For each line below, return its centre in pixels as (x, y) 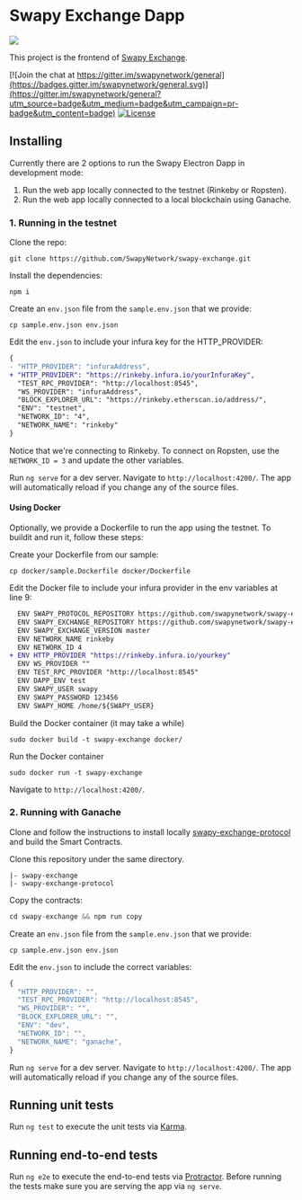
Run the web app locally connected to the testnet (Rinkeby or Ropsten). (155, 190)
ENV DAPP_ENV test (52, 680)
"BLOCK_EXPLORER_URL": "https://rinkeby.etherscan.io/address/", (142, 400)
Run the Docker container (57, 756)
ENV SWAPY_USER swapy (58, 689)
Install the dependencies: (56, 276)
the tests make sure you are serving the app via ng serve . (115, 1187)
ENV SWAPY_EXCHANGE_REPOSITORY (76, 622)
